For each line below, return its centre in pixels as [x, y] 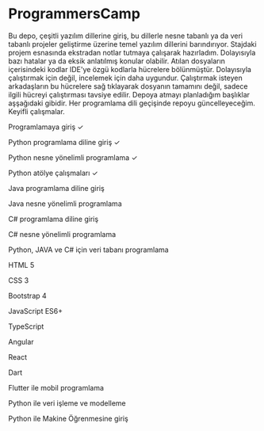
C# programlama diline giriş [54, 219]
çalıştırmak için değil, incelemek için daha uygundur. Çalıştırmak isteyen [126, 78]
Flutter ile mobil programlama [56, 387]
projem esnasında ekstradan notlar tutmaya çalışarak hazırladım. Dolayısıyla [132, 52]
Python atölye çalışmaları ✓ [53, 173]
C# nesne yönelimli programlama [62, 234]
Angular [21, 341]
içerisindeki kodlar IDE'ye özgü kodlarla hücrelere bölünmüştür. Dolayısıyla [130, 69]
